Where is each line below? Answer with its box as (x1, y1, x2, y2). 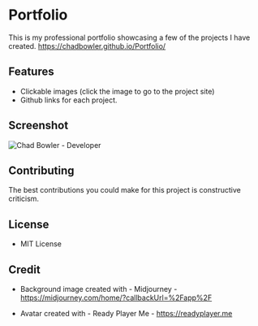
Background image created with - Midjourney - (19, 285, 178, 293)
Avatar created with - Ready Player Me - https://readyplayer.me (19, 309, 233, 318)
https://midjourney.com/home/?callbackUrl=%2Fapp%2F (19, 293, 213, 302)
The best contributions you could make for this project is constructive (8, 185, 241, 195)
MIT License (19, 239, 62, 249)
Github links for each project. (19, 95, 118, 105)
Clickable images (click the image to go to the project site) (19, 86, 215, 96)
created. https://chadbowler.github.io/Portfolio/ (8, 41, 166, 50)
